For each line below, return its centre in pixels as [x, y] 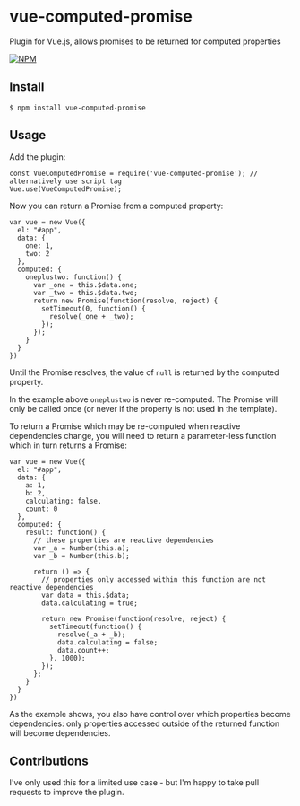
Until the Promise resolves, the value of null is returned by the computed [144, 372]
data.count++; [83, 650]
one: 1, [39, 245]
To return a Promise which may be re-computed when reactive [125, 426]
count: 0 [42, 509]
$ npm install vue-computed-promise [77, 108]
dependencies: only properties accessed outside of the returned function [145, 723]
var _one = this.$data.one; [86, 285]
